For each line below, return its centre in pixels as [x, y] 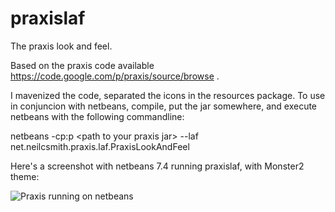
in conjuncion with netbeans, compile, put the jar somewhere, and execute [164, 106]
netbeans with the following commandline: [97, 116]
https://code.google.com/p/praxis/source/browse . [115, 76]
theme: [25, 176]
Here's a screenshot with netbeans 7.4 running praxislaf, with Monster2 [157, 166]
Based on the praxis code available [82, 65]
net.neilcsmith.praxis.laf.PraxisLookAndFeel [100, 146]
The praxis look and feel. [61, 46]
